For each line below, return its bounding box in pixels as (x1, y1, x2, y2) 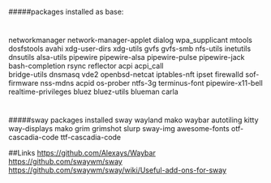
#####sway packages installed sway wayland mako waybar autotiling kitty (8, 115, 259, 125)
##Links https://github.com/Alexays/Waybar (8, 148, 156, 158)
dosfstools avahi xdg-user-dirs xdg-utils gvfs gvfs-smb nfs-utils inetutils (8, 44, 252, 53)
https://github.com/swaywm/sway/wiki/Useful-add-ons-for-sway (8, 165, 227, 175)
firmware (8, 79, 39, 88)
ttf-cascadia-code (60, 133, 122, 143)
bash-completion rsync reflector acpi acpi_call (8, 61, 164, 71)
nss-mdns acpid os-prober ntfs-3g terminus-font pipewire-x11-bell (40, 79, 264, 88)
